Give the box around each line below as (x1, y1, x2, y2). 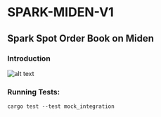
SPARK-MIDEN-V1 (7, 4, 114, 20)
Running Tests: (7, 87, 60, 97)
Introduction (7, 54, 51, 63)
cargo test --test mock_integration (7, 103, 115, 110)
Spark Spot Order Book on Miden (7, 32, 155, 44)
